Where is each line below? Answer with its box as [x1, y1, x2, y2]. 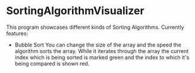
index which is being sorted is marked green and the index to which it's [14, 54, 190, 61]
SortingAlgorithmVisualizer [6, 4, 144, 18]
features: [6, 29, 29, 36]
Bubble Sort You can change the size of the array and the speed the [14, 41, 181, 48]
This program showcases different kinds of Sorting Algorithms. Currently [6, 24, 184, 31]
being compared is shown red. [14, 60, 90, 67]
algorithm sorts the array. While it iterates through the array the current [14, 47, 189, 54]
